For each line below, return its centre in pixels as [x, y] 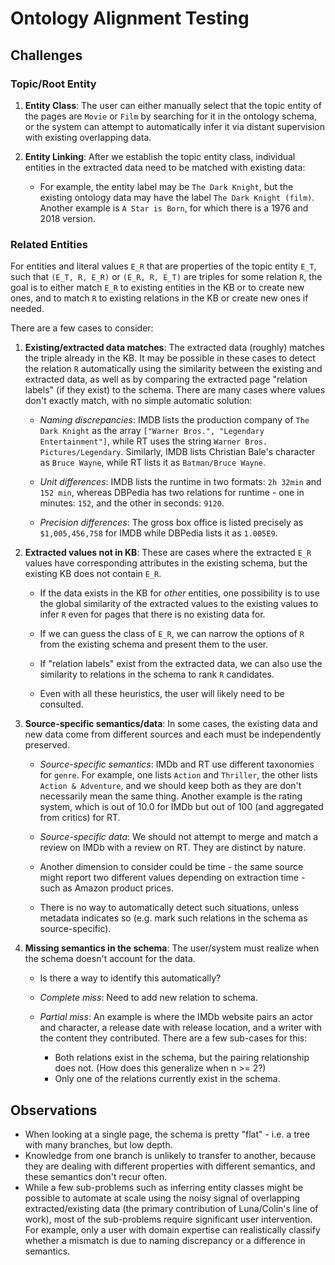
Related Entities [49, 244]
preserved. [47, 745]
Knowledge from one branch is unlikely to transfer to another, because [170, 1155]
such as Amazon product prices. [106, 888]
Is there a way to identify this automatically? [130, 978]
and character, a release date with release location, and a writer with [180, 1028]
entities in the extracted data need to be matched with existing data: [165, 167]
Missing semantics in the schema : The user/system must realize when [172, 948]
